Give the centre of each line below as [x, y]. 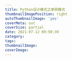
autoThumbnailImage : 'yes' [32, 18]
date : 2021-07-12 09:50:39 [32, 32]
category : [15, 37]
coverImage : [17, 50]
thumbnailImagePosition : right [36, 14]
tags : [10, 41]
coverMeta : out [20, 23]
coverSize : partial [24, 28]
